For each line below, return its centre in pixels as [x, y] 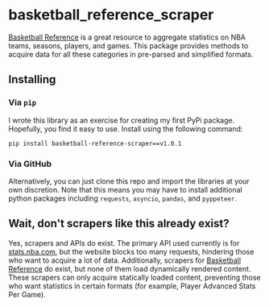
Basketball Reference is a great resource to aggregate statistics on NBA [127, 37]
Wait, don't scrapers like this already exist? [119, 224]
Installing [32, 79]
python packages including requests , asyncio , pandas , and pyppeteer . [123, 198]
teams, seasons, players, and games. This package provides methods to [128, 45]
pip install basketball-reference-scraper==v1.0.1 [95, 143]
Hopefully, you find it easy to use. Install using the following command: [126, 129]
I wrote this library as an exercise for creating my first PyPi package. [122, 120]
